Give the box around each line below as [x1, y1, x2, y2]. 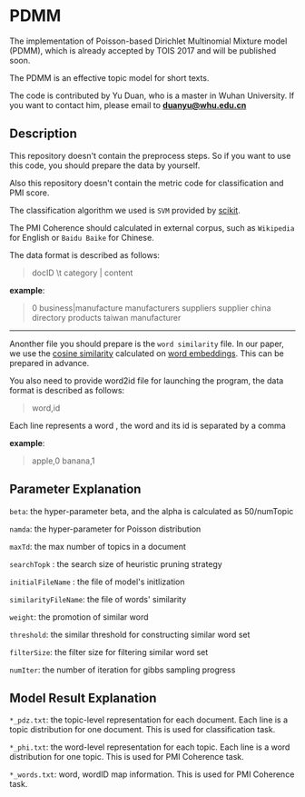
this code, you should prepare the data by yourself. [9, 160, 201, 171]
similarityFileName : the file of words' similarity [9, 593, 187, 604]
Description [9, 126, 77, 142]
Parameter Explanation [9, 482, 142, 497]
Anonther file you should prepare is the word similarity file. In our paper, [9, 338, 284, 349]
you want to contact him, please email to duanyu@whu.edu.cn [9, 99, 247, 110]
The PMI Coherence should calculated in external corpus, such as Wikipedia [9, 222, 295, 233]
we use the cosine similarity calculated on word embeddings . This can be [9, 347, 284, 359]
